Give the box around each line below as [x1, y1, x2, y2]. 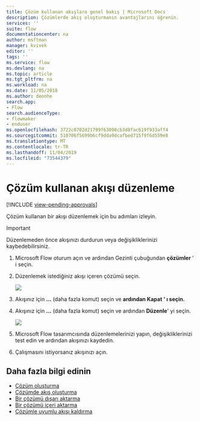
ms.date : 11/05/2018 [6, 88, 58, 94]
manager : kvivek [6, 43, 47, 49]
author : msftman [6, 37, 47, 43]
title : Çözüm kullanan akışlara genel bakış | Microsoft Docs [6, 8, 166, 15]
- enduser [6, 122, 31, 128]
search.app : [6, 99, 36, 105]
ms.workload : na [6, 82, 47, 88]
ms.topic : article [6, 71, 52, 77]
